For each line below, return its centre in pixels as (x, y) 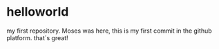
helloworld (38, 12)
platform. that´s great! (37, 37)
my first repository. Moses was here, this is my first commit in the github (109, 31)
